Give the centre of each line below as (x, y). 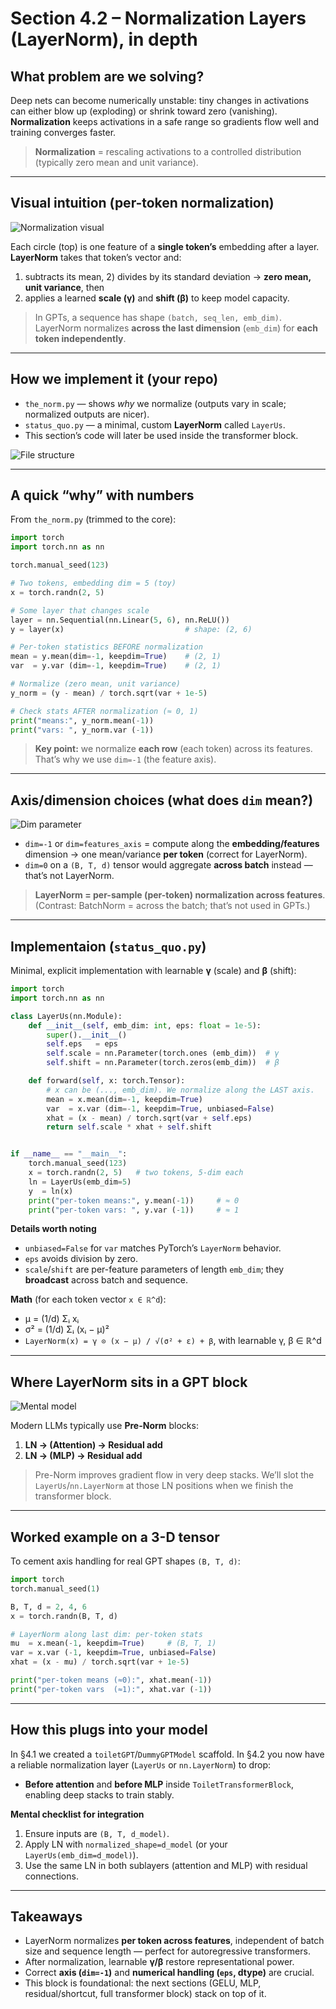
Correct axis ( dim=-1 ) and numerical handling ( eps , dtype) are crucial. (169, 1973)
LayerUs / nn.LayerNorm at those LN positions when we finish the (164, 1486)
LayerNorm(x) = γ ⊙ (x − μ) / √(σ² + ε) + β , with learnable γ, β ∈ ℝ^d (173, 1341)
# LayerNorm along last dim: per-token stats (106, 1634)
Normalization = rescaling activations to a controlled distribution (168, 151)
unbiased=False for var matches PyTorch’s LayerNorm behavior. (153, 1248)
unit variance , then (64, 287)
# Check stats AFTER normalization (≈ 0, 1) (104, 711)
